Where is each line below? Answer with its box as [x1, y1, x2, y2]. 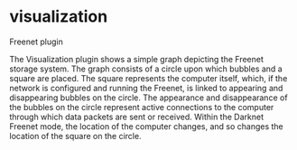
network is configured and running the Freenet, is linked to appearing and [9, 82, 283, 93]
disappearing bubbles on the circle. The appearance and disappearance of [9, 92, 288, 103]
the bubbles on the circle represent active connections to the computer [9, 101, 274, 112]
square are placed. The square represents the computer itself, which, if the [9, 72, 288, 83]
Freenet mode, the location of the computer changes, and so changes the [9, 120, 284, 132]
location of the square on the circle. [9, 130, 142, 141]
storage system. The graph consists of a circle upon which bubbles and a [9, 63, 283, 74]
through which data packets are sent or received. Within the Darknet [9, 111, 265, 122]
